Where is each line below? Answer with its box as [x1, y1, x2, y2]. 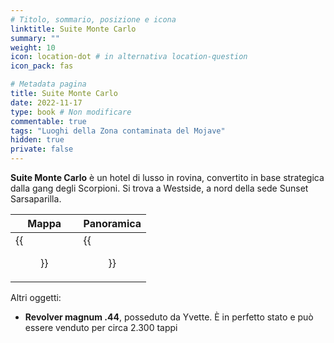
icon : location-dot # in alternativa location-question [10, 52, 248, 62]
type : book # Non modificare [10, 107, 132, 117]
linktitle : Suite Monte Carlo [10, 24, 137, 34]
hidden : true [10, 135, 65, 145]
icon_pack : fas [10, 61, 74, 71]
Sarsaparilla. [10, 193, 62, 205]
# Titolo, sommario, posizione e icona [10, 14, 177, 25]
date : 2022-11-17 [10, 97, 83, 108]
